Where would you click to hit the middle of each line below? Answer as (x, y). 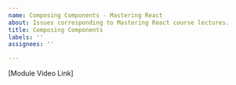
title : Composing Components (56, 30)
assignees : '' (31, 44)
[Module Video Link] (41, 73)
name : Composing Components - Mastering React (85, 15)
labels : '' (26, 37)
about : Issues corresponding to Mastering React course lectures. (119, 23)
